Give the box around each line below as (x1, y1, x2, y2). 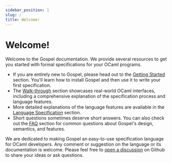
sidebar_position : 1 (5, 7, 50, 13)
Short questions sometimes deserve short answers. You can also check (12, 115, 165, 121)
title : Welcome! (5, 17, 40, 22)
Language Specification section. (12, 110, 81, 116)
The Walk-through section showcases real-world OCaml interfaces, (12, 88, 156, 94)
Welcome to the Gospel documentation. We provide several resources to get (5, 56, 167, 62)
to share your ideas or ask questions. (5, 152, 84, 158)
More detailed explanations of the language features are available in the (12, 104, 165, 110)
